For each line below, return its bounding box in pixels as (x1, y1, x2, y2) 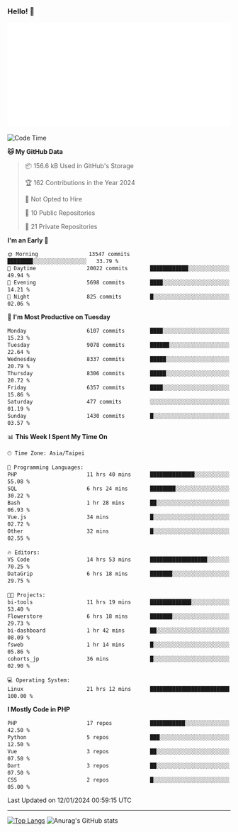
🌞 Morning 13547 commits (7, 251, 130, 258)
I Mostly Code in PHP (7, 705, 71, 714)
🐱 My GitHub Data (7, 148, 64, 156)
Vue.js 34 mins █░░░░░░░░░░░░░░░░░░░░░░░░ (7, 514, 230, 521)
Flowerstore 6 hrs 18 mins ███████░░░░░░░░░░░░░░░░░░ (7, 613, 230, 620)
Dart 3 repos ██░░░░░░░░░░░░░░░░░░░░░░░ (7, 762, 230, 770)
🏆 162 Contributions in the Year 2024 (24, 179, 136, 187)
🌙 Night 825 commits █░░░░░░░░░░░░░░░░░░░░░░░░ (7, 294, 230, 301)
